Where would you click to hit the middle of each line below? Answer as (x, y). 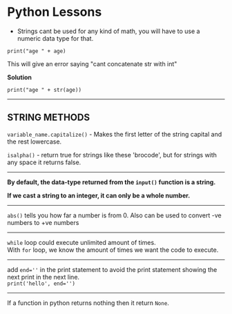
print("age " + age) (37, 51)
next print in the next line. (43, 277)
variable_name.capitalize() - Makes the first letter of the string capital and (115, 134)
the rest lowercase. (35, 141)
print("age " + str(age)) (44, 90)
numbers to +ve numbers (43, 222)
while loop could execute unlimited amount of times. (82, 242)
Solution (20, 77)
